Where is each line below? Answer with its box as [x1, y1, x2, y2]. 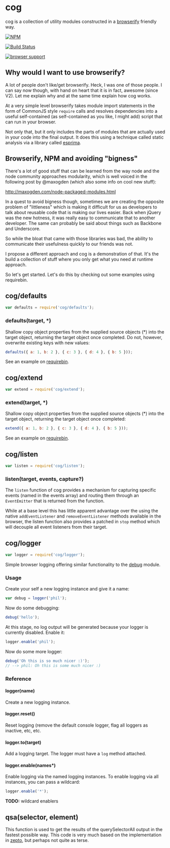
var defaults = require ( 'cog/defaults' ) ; [5, 305, 94, 310]
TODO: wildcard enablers [5, 798, 58, 804]
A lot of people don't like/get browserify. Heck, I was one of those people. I [5, 82, 162, 88]
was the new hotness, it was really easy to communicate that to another [5, 215, 156, 221]
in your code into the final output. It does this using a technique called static [5, 134, 164, 140]
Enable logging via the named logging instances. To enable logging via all [5, 774, 159, 780]
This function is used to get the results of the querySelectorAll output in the [5, 827, 163, 833]
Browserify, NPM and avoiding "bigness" [5, 155, 138, 163]
